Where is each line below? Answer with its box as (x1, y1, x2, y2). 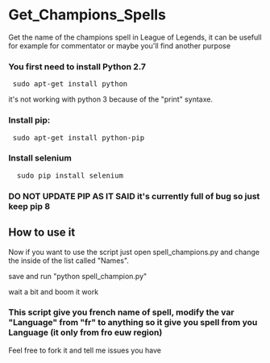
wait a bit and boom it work (8, 286, 99, 296)
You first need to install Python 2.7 (8, 60, 147, 72)
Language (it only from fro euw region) (8, 327, 163, 338)
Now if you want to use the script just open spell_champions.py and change (8, 247, 260, 257)
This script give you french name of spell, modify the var (8, 307, 235, 318)
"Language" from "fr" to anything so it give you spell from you (8, 317, 258, 328)
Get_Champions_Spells (8, 6, 167, 24)
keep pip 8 (8, 200, 51, 211)
